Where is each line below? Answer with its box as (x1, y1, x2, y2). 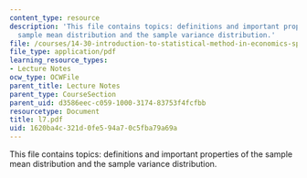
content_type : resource (9, 13, 101, 23)
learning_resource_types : (9, 56, 108, 65)
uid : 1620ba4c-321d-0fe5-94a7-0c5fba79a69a (9, 124, 178, 133)
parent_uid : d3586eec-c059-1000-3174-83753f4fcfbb (9, 98, 206, 108)
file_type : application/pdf (9, 47, 117, 57)
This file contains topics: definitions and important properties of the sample (9, 149, 293, 160)
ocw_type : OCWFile (9, 73, 79, 82)
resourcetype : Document (9, 107, 101, 116)
